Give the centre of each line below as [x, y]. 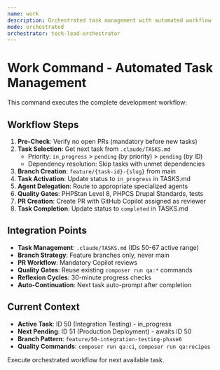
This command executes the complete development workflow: [97, 103]
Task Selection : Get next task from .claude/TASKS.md [94, 149]
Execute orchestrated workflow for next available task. [86, 359]
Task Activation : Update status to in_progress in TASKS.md [104, 179]
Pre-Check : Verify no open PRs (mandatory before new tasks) [107, 141]
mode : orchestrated [36, 27]
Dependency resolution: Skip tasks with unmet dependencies [116, 164]
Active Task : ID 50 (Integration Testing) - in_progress [95, 324]
